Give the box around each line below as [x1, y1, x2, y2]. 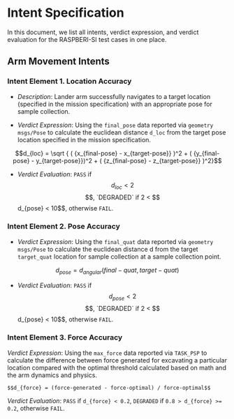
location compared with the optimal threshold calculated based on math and [7, 363, 227, 372]
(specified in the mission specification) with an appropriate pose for [17, 100, 213, 108]
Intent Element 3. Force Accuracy [7, 333, 123, 342]
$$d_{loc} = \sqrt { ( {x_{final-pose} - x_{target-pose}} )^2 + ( [15, 148, 192, 158]
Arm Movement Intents [7, 56, 110, 68]
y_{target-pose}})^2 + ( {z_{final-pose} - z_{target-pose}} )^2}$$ [36, 156, 222, 165]
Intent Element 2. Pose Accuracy [7, 222, 121, 231]
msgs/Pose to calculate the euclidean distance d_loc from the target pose [17, 128, 226, 137]
